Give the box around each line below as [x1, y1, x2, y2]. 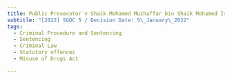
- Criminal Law [13, 42, 57, 49]
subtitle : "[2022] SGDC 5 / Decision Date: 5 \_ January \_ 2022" [7, 17, 190, 24]
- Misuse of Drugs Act [13, 55, 79, 62]
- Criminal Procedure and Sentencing [13, 29, 122, 37]
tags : [7, 23, 23, 30]
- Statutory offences [13, 49, 76, 56]
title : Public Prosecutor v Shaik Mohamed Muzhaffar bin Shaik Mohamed [7, 10, 217, 17]
